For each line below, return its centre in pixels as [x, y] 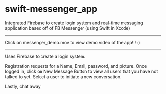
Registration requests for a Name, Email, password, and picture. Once [76, 66]
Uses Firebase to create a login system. [45, 56]
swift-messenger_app [51, 9]
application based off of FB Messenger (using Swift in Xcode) [68, 28]
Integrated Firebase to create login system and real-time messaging [74, 23]
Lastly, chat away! [23, 86]
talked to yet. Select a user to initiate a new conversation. [63, 76]
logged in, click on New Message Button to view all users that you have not [82, 71]
